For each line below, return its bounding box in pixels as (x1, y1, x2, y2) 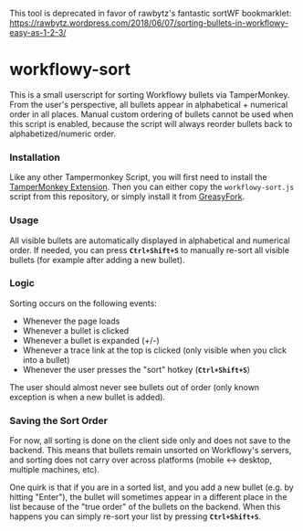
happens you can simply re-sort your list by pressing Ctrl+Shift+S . (9, 511, 262, 522)
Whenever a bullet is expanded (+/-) (22, 335, 160, 345)
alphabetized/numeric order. (9, 128, 117, 139)
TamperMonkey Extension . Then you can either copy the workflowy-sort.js (9, 182, 295, 193)
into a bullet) (22, 354, 70, 365)
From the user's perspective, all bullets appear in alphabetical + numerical (9, 99, 288, 110)
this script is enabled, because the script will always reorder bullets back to (9, 118, 293, 129)
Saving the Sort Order (9, 414, 108, 427)
